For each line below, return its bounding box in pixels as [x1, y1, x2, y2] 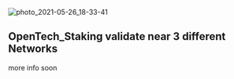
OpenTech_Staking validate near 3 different [8, 30, 226, 43]
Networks [8, 42, 58, 56]
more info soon [8, 63, 58, 72]
